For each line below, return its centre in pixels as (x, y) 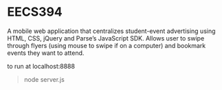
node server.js (44, 79)
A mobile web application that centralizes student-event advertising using (111, 31)
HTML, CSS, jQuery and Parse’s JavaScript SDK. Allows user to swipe (106, 38)
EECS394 (35, 12)
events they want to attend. (46, 53)
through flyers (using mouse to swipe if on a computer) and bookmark (107, 45)
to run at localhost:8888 (41, 66)
